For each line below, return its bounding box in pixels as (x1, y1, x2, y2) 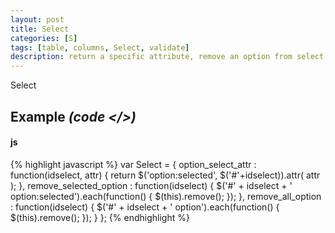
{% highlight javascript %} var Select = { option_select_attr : (10, 158, 257, 170)
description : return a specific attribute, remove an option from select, (10, 52, 329, 62)
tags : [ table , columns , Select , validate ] (10, 42, 190, 53)
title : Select (10, 24, 70, 34)
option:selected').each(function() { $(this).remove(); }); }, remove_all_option (10, 190, 322, 202)
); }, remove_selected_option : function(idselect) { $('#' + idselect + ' (10, 179, 293, 191)
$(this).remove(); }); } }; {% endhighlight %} (10, 211, 190, 223)
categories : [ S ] (10, 33, 78, 43)
